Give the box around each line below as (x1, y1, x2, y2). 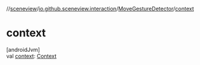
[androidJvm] (6, 46, 41, 53)
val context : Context (6, 52, 57, 60)
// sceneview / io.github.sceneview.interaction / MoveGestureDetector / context (6, 5, 195, 12)
